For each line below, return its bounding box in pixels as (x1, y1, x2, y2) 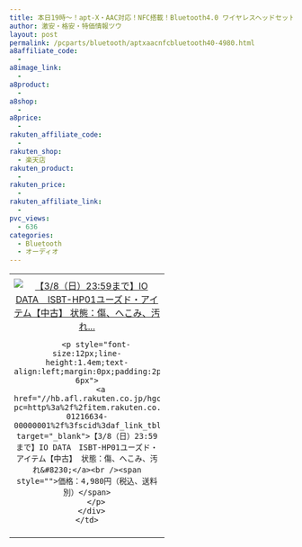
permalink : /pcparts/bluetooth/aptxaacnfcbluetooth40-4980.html (9, 38, 255, 48)
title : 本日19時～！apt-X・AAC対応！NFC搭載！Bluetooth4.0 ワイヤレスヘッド (9, 13, 276, 22)
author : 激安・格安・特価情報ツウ (9, 22, 122, 31)
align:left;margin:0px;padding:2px (13, 366, 166, 377)
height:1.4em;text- (45, 357, 129, 368)
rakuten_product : (9, 164, 75, 173)
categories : (9, 230, 54, 239)
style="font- (75, 339, 131, 350)
